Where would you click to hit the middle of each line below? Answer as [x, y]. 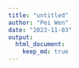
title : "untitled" [38, 15]
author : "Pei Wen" [38, 23]
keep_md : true [45, 52]
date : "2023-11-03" [40, 30]
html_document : [40, 45]
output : [21, 37]
